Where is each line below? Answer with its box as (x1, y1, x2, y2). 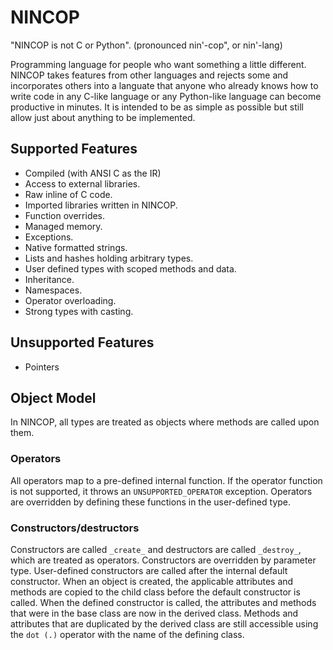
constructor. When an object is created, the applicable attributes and (10, 575, 294, 587)
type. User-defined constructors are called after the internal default (10, 564, 288, 576)
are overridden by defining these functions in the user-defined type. (10, 496, 292, 508)
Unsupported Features (10, 334, 155, 351)
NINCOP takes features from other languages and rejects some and (10, 69, 289, 81)
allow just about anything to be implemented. (10, 111, 196, 123)
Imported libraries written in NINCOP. (24, 199, 178, 211)
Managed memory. (24, 220, 103, 232)
